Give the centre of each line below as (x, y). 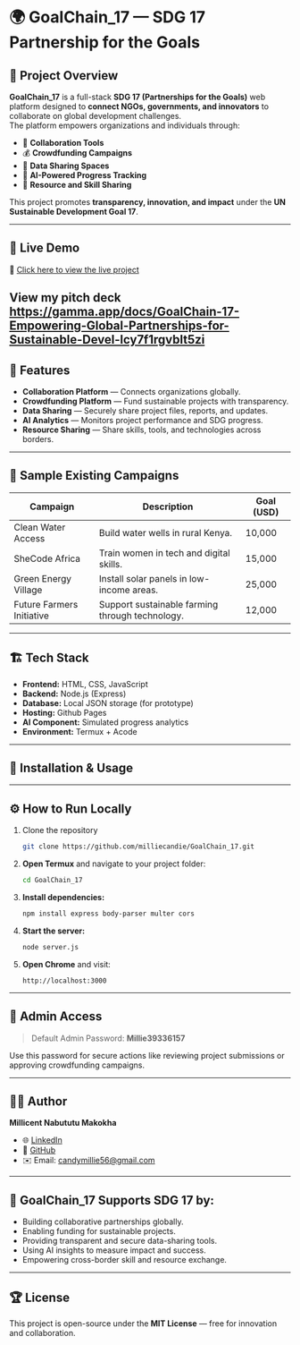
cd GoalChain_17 (52, 881)
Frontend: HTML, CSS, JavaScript (85, 684)
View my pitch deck (65, 298)
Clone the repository (60, 830)
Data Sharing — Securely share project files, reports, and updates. (145, 411)
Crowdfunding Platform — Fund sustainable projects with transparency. (155, 401)
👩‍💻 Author (38, 1101)
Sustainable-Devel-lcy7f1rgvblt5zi (107, 340)
